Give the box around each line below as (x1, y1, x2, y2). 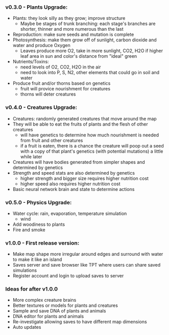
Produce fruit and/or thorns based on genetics (12, 80, 111, 86)
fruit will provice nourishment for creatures (20, 86, 111, 92)
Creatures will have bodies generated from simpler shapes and (12, 159, 146, 165)
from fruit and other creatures (20, 137, 83, 143)
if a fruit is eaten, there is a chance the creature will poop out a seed (20, 142, 164, 149)
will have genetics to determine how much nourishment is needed (20, 132, 159, 138)
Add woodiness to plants (12, 221, 65, 227)
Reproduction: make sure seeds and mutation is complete (12, 32, 134, 38)
